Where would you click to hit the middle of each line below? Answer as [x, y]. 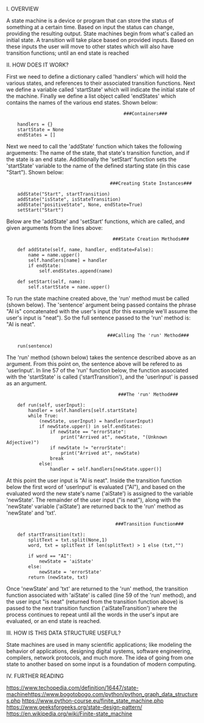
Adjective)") [23, 443]
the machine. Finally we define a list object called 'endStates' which [91, 96]
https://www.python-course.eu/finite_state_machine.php [93, 701]
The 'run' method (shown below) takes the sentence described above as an [101, 357]
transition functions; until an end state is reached [68, 53]
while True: [44, 416]
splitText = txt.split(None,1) [68, 540]
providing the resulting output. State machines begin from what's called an [100, 34]
